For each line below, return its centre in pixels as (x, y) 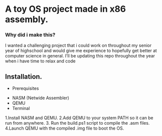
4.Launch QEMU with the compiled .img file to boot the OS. (65, 128)
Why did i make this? (30, 35)
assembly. (27, 19)
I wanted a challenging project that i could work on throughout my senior (78, 46)
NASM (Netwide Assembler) (41, 98)
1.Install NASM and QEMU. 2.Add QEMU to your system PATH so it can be (79, 118)
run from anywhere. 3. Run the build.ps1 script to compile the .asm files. (78, 123)
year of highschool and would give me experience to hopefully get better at (81, 51)
